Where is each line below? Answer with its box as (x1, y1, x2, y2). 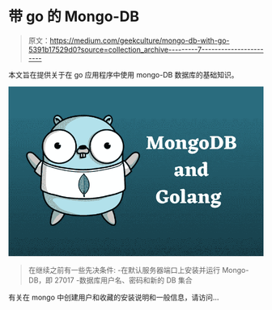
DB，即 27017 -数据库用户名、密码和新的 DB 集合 (28, 275, 193, 285)
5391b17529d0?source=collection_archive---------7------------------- (28, 44, 264, 54)
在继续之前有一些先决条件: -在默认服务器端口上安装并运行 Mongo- (28, 265, 249, 274)
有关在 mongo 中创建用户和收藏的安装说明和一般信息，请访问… (8, 292, 219, 302)
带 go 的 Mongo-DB (8, 7, 140, 26)
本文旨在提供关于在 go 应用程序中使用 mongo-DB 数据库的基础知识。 (8, 69, 239, 79)
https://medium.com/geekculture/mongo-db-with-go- (49, 36, 230, 45)
